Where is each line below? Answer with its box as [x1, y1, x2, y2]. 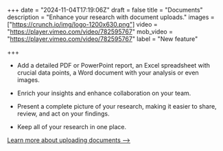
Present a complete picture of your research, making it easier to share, [16, 102, 218, 110]
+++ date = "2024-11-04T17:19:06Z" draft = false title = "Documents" [7, 6, 204, 14]
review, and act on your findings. [16, 109, 110, 118]
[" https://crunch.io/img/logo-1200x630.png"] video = [7, 20, 158, 28]
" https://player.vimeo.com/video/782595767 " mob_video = [7, 27, 174, 36]
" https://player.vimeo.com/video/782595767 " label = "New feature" [7, 35, 198, 43]
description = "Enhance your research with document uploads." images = [7, 13, 215, 21]
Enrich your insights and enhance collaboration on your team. [16, 89, 191, 97]
